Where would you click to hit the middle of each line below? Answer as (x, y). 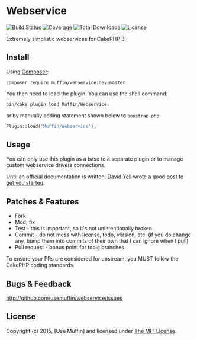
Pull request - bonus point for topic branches (70, 248)
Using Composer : (28, 72)
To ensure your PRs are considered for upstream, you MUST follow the (92, 259)
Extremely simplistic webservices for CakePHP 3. (66, 39)
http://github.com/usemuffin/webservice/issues (64, 298)
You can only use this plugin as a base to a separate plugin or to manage (95, 159)
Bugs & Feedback (39, 283)
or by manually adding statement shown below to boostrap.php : (83, 115)
